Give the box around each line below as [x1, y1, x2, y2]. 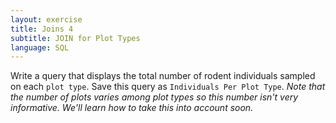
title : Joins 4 [10, 24, 74, 34]
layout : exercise [10, 14, 83, 25]
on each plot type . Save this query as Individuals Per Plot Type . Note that [10, 81, 326, 93]
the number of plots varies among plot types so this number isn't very [10, 91, 299, 103]
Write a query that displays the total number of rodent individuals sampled [10, 70, 316, 82]
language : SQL [10, 42, 70, 53]
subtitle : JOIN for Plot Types [10, 33, 141, 43]
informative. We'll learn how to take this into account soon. [10, 102, 254, 114]
